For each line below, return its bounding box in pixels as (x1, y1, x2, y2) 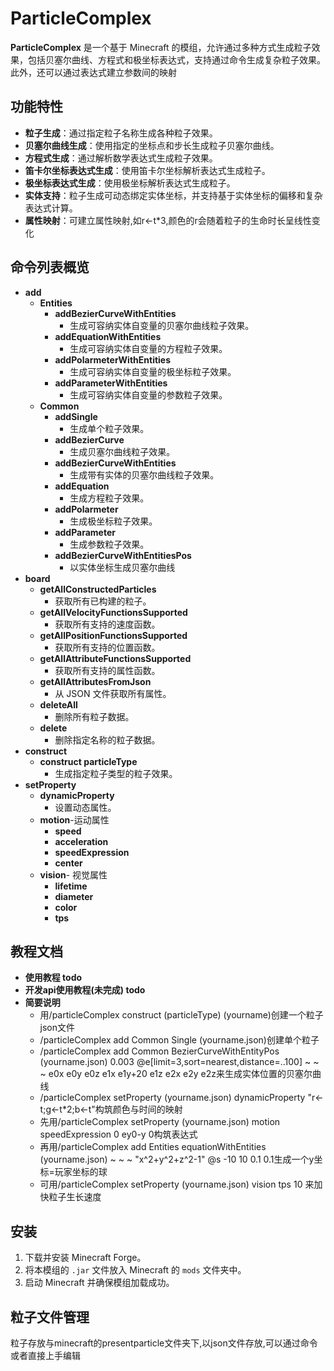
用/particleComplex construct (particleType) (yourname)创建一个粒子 (39, 1009, 324, 1021)
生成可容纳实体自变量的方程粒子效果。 (69, 342, 228, 354)
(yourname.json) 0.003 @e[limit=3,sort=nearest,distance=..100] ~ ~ (39, 1056, 320, 1068)
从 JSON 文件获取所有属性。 (54, 687, 172, 699)
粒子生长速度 (48, 1191, 102, 1203)
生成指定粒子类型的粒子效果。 (54, 767, 178, 779)
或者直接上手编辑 (10, 1350, 81, 1361)
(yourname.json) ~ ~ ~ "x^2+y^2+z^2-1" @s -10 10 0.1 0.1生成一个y (39, 1153, 315, 1166)
